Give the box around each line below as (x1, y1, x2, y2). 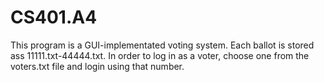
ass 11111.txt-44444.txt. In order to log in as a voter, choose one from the (10, 49, 310, 61)
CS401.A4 (10, 6, 98, 29)
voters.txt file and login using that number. (10, 60, 185, 72)
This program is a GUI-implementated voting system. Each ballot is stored (10, 39, 315, 51)
